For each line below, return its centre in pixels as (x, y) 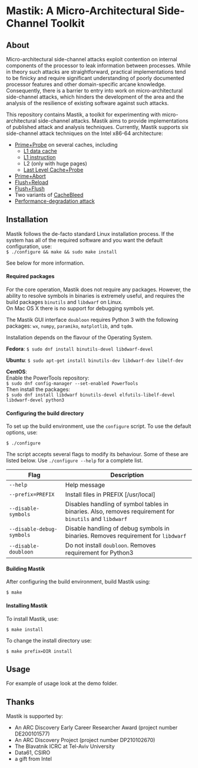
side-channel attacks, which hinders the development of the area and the (95, 97)
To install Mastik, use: (32, 619)
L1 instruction (39, 157)
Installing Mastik (27, 606)
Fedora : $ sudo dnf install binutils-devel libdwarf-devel (80, 349)
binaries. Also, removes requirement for (120, 512)
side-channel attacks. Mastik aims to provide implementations (113, 121)
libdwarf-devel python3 (35, 400)
